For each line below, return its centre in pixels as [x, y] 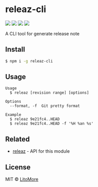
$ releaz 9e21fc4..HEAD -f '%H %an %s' [52, 124]
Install [15, 50]
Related [18, 139]
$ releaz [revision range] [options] [50, 93]
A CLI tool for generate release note [42, 33]
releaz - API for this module [41, 151]
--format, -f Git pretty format [45, 106]
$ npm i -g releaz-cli [29, 61]
